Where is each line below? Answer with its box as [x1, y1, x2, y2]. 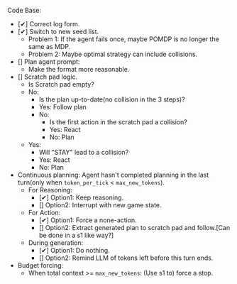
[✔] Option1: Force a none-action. [38, 216, 137, 224]
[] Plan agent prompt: [17, 58, 80, 66]
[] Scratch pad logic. [17, 72, 78, 81]
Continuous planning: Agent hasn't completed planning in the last [17, 170, 209, 179]
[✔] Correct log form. [17, 20, 80, 28]
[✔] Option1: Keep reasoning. [38, 193, 124, 202]
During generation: [28, 239, 84, 247]
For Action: [28, 209, 61, 217]
